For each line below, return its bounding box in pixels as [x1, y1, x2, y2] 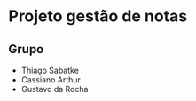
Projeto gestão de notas [8, 6, 188, 27]
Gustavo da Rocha [20, 84, 89, 94]
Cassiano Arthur [20, 74, 82, 85]
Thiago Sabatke [20, 65, 79, 75]
